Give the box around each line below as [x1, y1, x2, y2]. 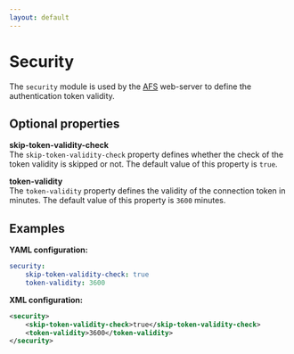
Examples [9, 220, 65, 236]
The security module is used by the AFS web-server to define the [9, 81, 252, 92]
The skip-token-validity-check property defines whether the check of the [9, 149, 283, 161]
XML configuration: [9, 294, 83, 305]
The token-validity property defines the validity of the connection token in [9, 185, 286, 196]
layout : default [9, 12, 69, 22]
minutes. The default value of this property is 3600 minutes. [9, 195, 226, 206]
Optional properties [9, 116, 120, 131]
